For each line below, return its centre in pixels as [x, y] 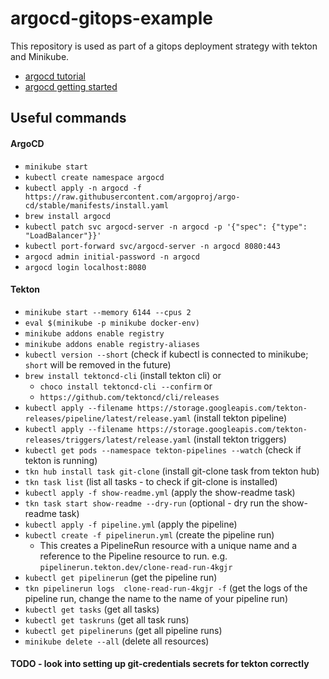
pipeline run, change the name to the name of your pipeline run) [156, 598]
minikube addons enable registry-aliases [112, 344]
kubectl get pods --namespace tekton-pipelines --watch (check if [163, 449]
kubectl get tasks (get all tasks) [92, 609]
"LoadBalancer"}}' [63, 235]
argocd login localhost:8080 [85, 267]
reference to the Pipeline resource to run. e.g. [133, 556]
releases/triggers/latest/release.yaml [108, 440]
